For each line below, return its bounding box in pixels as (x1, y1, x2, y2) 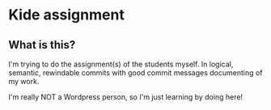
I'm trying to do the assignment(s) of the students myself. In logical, (8, 59, 234, 69)
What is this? (8, 38, 76, 52)
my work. (8, 77, 40, 86)
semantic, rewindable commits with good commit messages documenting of (8, 68, 263, 78)
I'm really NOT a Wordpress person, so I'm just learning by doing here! (8, 92, 243, 102)
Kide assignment (8, 6, 125, 24)
